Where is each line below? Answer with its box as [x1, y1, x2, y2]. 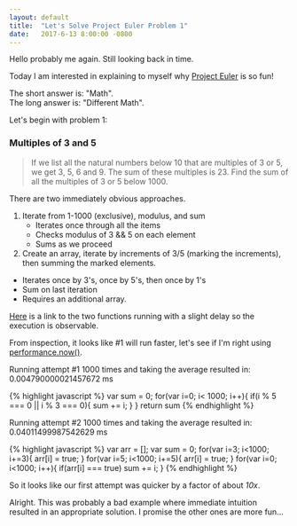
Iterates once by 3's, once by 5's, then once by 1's [21, 274, 207, 285]
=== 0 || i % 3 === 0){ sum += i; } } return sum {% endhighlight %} [9, 400, 254, 411]
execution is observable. [9, 320, 99, 331]
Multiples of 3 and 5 [9, 137, 97, 149]
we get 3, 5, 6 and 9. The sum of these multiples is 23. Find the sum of [30, 166, 289, 177]
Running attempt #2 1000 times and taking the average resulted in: [9, 417, 253, 428]
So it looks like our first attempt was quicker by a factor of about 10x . [9, 480, 261, 491]
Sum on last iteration [21, 284, 98, 294]
